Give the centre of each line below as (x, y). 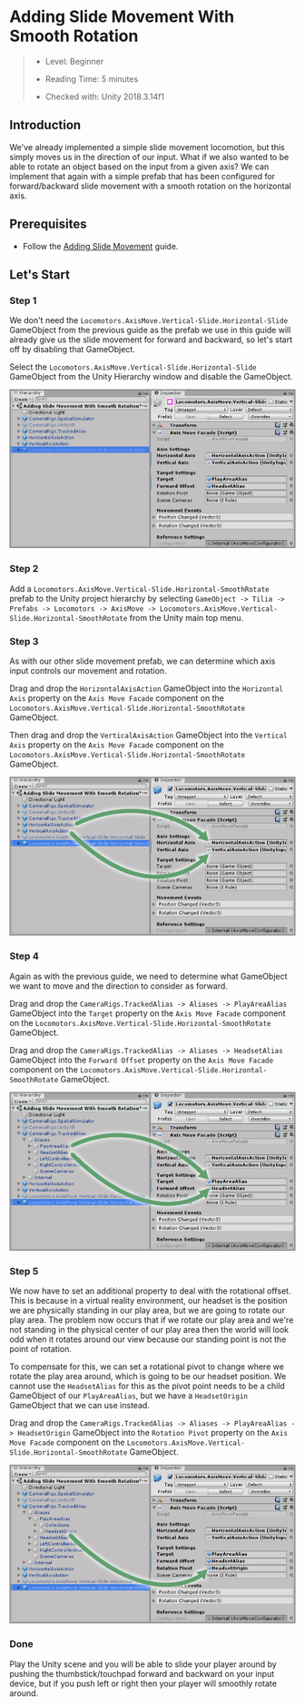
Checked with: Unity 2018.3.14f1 (105, 96)
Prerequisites (48, 224)
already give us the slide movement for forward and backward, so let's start (151, 340)
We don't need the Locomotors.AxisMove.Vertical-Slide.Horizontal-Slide (149, 320)
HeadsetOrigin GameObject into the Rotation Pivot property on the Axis (153, 1433)
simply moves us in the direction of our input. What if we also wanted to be (149, 157)
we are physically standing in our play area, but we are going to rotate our (148, 1310)
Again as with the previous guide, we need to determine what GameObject (148, 976)
